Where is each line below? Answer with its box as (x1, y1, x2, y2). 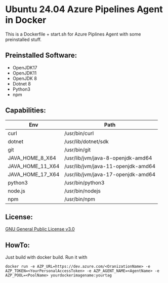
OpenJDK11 (12, 70, 37, 76)
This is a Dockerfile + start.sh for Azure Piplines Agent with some (5, 31, 141, 37)
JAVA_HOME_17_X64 (8, 171, 60, 178)
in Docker (5, 14, 47, 26)
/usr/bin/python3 (64, 179, 105, 186)
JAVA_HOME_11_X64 (8, 163, 60, 170)
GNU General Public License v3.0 (5, 226, 75, 232)
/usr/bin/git (64, 146, 91, 153)
